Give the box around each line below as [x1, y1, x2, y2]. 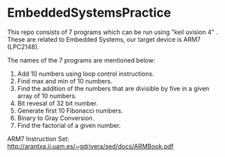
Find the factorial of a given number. [17, 121, 121, 129]
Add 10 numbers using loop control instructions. [17, 69, 154, 78]
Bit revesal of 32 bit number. [17, 99, 98, 107]
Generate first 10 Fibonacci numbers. [17, 106, 123, 115]
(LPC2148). [7, 42, 39, 51]
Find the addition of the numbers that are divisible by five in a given [17, 84, 210, 92]
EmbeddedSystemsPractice [7, 5, 172, 21]
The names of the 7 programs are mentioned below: [7, 56, 156, 64]
